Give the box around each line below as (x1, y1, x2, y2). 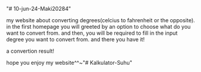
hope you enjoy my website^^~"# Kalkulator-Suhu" (6, 59, 132, 66)
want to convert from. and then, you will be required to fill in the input (6, 29, 178, 37)
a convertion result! (6, 47, 55, 55)
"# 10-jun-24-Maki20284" (6, 5, 71, 12)
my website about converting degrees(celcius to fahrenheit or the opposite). (6, 17, 196, 23)
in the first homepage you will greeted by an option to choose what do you (6, 23, 191, 30)
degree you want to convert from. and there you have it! (6, 36, 145, 43)
